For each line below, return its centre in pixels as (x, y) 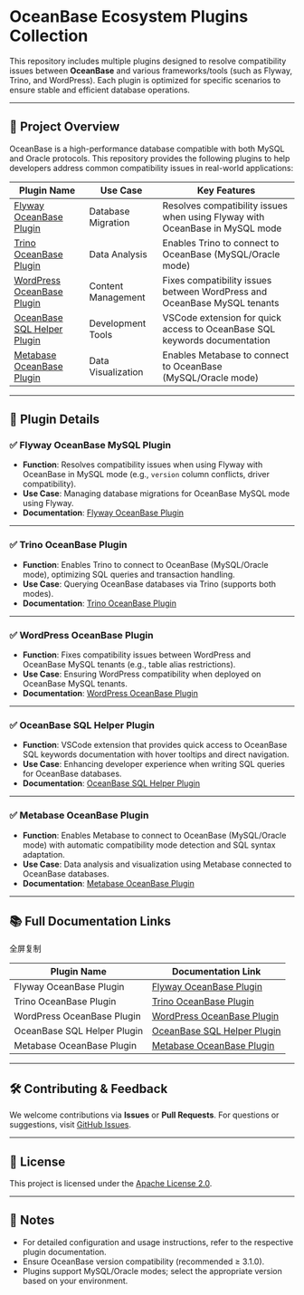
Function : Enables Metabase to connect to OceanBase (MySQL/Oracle (154, 835)
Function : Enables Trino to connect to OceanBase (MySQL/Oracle (145, 564)
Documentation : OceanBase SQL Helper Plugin (111, 783)
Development (118, 323)
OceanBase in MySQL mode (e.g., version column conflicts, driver (146, 475)
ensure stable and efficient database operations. (100, 90)
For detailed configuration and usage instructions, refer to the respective (158, 1242)
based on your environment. (75, 1281)
